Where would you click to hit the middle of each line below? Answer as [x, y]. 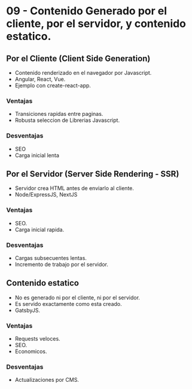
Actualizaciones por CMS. [47, 380]
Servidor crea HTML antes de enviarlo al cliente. [74, 188]
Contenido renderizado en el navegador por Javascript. [83, 73]
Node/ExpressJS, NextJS [46, 195]
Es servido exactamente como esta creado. [68, 304]
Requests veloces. [38, 339]
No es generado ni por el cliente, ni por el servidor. [77, 298]
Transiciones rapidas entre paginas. [59, 114]
